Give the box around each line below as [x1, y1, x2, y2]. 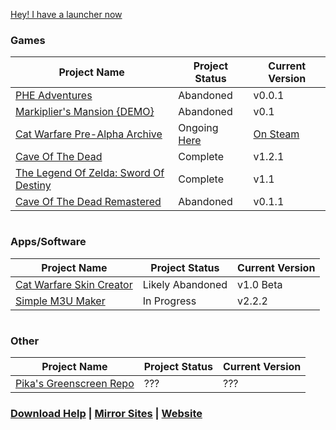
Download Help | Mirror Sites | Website [10, 407, 203, 421]
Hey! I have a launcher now [10, 9, 123, 20]
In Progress [142, 294, 197, 308]
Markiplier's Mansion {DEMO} [15, 105, 155, 119]
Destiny [15, 179, 52, 193]
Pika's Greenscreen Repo [15, 377, 135, 391]
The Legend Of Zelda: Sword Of [15, 166, 165, 180]
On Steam [253, 127, 300, 141]
